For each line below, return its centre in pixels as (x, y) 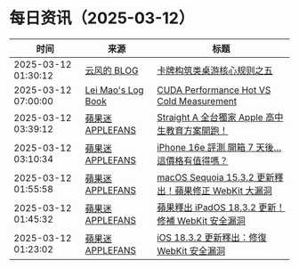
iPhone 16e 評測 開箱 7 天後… (219, 147)
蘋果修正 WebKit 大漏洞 (224, 191)
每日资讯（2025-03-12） (102, 18)
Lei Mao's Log (114, 90)
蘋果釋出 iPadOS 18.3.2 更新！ (221, 208)
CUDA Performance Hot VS (214, 90)
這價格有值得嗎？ (193, 160)
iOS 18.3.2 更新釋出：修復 (212, 237)
